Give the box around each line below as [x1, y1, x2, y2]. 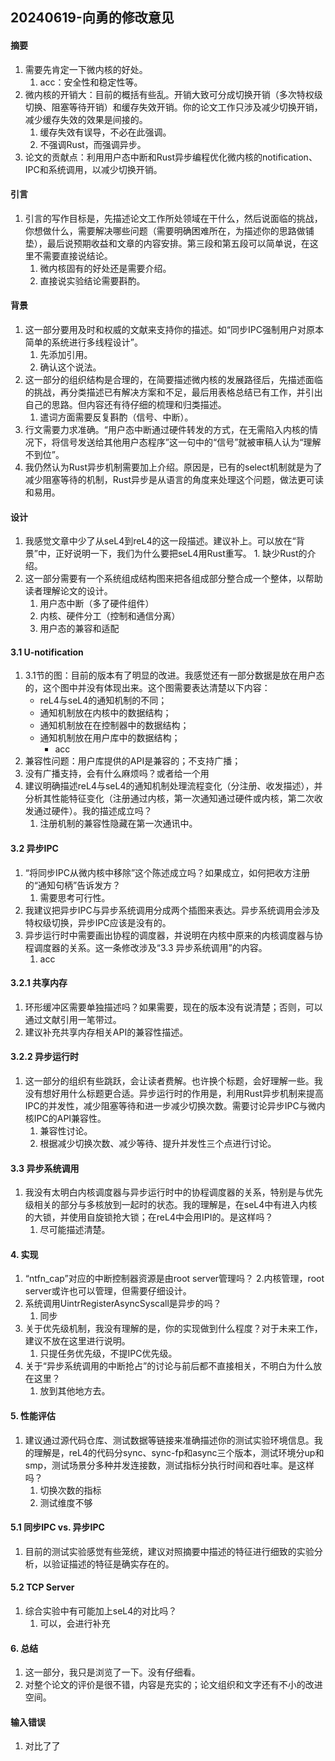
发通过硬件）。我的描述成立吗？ [24, 805, 153, 817]
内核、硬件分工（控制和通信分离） [39, 610, 181, 622]
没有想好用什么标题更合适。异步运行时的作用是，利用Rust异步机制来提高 [24, 1088, 325, 1100]
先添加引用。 [39, 349, 93, 360]
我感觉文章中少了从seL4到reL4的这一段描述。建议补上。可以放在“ [24, 535, 297, 547]
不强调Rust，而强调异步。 [39, 138, 147, 150]
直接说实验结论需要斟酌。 [39, 274, 146, 287]
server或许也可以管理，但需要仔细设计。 [24, 1285, 192, 1297]
